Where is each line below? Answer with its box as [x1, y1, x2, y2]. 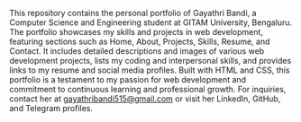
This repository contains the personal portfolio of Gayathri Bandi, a [9, 8, 257, 18]
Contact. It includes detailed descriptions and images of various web [9, 46, 265, 57]
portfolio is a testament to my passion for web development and [9, 74, 246, 84]
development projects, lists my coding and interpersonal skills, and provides [9, 56, 292, 65]
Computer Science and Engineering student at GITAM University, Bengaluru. [9, 17, 293, 28]
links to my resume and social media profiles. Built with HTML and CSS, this [9, 65, 290, 75]
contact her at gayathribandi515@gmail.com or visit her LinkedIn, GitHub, [9, 93, 281, 104]
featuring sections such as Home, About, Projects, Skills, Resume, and [9, 36, 270, 47]
